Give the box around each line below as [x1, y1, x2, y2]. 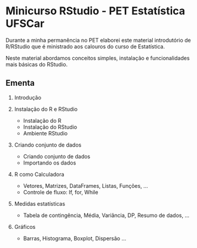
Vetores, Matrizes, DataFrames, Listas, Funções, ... [23, 182, 149, 189]
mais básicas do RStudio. [5, 61, 68, 68]
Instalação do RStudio [23, 123, 78, 131]
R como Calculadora [14, 170, 64, 178]
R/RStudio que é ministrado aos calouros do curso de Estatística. [5, 43, 165, 50]
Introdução [14, 94, 42, 101]
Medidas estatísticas [14, 200, 66, 207]
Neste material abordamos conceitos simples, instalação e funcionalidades [5, 54, 190, 61]
